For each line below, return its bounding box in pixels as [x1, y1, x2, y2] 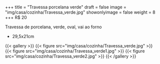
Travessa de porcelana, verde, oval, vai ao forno [5, 24, 102, 30]
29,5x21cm [12, 34, 34, 39]
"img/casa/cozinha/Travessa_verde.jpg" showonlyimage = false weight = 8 [5, 9, 156, 15]
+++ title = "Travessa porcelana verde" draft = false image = [5, 4, 127, 10]
